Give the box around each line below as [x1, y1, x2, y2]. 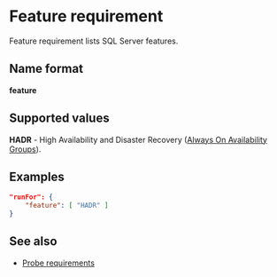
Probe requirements [21, 257, 96, 268]
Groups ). [9, 144, 42, 154]
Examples [9, 169, 65, 184]
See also [9, 233, 58, 249]
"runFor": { [9, 193, 53, 202]
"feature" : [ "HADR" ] [25, 202, 109, 210]
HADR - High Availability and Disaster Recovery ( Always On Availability [9, 134, 268, 145]
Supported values [9, 111, 110, 126]
